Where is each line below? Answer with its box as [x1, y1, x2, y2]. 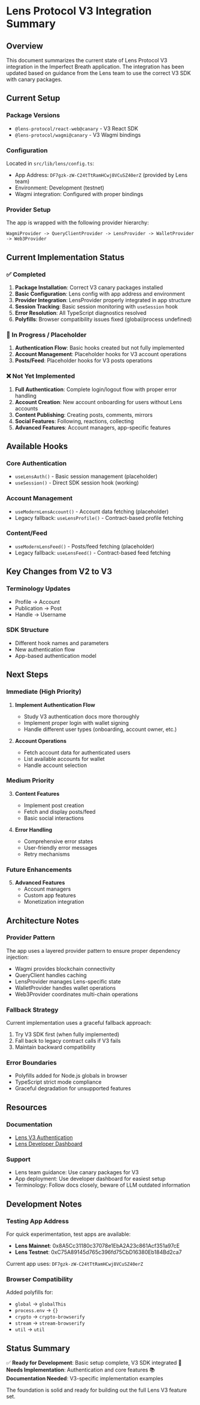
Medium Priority [6, 777, 54, 785]
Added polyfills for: [6, 1289, 54, 1296]
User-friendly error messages [23, 844, 98, 851]
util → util [14, 1326, 45, 1333]
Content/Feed [6, 529, 48, 537]
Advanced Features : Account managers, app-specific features [14, 424, 171, 431]
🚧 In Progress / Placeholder [6, 330, 87, 339]
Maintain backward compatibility [14, 1043, 96, 1051]
